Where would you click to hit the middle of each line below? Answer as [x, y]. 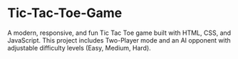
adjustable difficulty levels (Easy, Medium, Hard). [79, 48]
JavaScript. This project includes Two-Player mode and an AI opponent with [119, 40]
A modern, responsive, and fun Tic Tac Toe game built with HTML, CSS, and [119, 33]
